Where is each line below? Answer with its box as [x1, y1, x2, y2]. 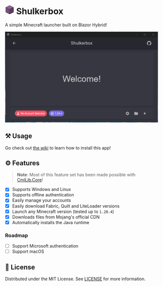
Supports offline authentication [12, 192, 74, 198]
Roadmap [5, 232, 28, 239]
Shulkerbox [16, 6, 64, 17]
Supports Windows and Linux [12, 187, 71, 192]
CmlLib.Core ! [16, 177, 43, 183]
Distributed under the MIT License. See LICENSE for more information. [5, 276, 146, 282]
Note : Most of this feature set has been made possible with [16, 172, 136, 178]
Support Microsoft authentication [12, 243, 79, 249]
